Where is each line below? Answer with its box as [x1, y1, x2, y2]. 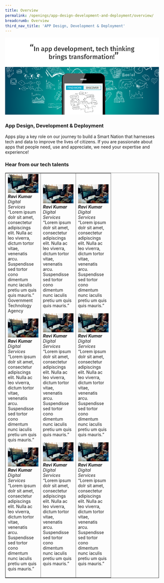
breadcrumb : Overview [5, 18, 49, 23]
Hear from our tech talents [5, 161, 69, 168]
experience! [5, 149, 29, 155]
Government [8, 297, 33, 303]
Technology [8, 302, 32, 308]
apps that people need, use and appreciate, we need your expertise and [5, 144, 150, 150]
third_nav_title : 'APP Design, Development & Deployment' [5, 23, 125, 28]
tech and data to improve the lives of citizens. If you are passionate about [5, 138, 153, 144]
